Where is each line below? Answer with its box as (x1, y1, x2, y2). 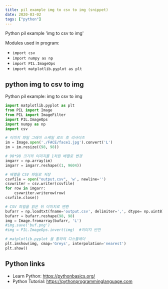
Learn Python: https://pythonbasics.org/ (12, 273, 95, 279)
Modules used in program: (5, 40, 59, 46)
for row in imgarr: (5, 186, 46, 191)
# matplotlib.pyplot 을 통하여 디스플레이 (5, 236, 85, 241)
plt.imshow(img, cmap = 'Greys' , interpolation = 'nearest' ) (5, 241, 126, 246)
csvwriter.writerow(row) (14, 190, 66, 195)
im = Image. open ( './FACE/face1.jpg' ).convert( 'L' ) (5, 140, 113, 145)
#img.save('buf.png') (5, 223, 50, 228)
